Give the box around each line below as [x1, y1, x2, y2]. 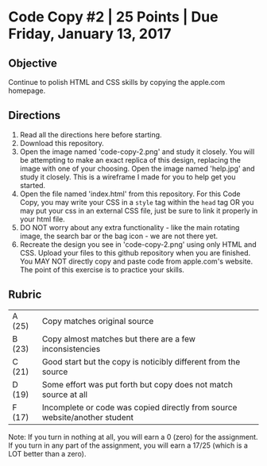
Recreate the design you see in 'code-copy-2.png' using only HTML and [19, 239, 257, 249]
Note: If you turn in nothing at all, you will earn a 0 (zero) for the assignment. [8, 432, 258, 441]
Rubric [8, 288, 42, 302]
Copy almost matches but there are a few [41, 333, 196, 345]
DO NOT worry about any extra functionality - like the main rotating [19, 222, 240, 232]
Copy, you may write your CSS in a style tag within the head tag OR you [19, 197, 254, 206]
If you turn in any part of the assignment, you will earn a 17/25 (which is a [8, 441, 249, 450]
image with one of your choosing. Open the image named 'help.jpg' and [19, 164, 255, 173]
